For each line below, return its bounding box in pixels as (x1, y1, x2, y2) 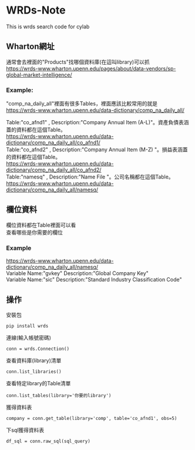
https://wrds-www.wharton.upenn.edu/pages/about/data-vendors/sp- (6, 65, 176, 72)
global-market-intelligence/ (6, 71, 72, 78)
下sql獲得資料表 (6, 426, 45, 434)
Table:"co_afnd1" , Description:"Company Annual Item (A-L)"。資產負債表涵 (6, 119, 189, 126)
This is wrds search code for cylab (6, 23, 90, 30)
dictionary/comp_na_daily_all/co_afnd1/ (6, 139, 101, 146)
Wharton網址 (6, 42, 55, 52)
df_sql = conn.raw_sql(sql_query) (6, 438, 91, 444)
